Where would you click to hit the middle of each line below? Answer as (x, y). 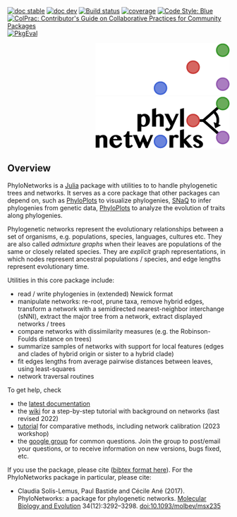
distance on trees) (65, 339)
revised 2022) (38, 418)
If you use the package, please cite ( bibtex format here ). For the (100, 470)
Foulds (27, 339)
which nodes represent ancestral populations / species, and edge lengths (114, 259)
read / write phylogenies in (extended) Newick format (95, 293)
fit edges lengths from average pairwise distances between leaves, (115, 361)
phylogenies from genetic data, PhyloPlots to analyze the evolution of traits (116, 207)
